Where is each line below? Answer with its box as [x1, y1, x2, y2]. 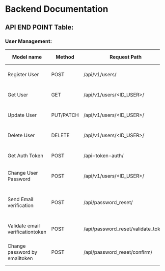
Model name [12, 53, 42, 60]
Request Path [110, 53, 142, 60]
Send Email [7, 196, 33, 203]
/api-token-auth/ [83, 152, 124, 159]
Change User [7, 169, 38, 176]
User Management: [5, 38, 53, 45]
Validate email [7, 222, 40, 229]
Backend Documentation [5, 3, 109, 15]
